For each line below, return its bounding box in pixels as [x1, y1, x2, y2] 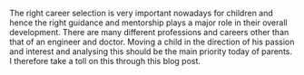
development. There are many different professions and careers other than [9, 27, 289, 37]
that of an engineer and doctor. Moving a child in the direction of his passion [9, 36, 295, 47]
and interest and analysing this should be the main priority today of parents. [9, 46, 293, 57]
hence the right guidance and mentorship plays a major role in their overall [9, 17, 288, 28]
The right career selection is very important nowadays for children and [9, 8, 274, 18]
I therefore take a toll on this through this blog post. [9, 56, 201, 66]
